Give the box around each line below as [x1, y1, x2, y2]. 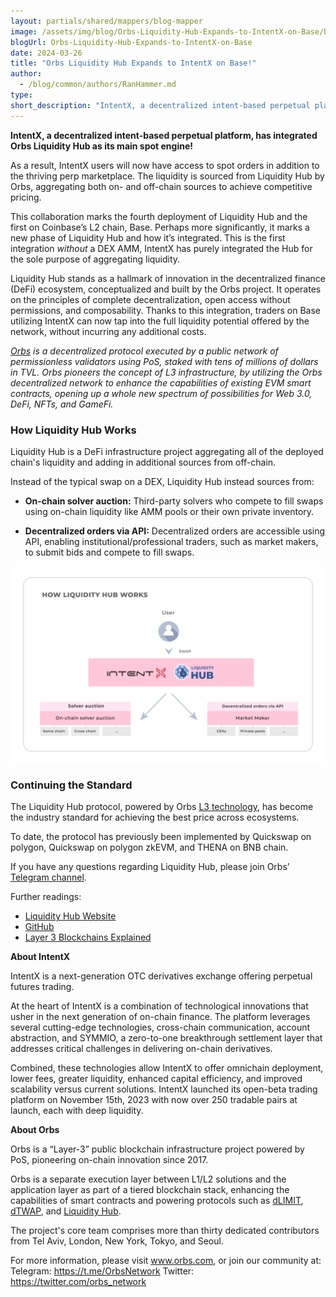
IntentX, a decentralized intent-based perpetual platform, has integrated [10, 129, 318, 141]
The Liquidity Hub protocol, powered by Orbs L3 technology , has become [10, 801, 314, 813]
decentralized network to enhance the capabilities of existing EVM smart [10, 376, 312, 389]
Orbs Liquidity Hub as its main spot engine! [10, 140, 194, 152]
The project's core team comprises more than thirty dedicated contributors [10, 1225, 320, 1237]
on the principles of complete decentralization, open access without [10, 293, 291, 305]
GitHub [24, 921, 55, 933]
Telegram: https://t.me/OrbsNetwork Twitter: [10, 1265, 195, 1277]
